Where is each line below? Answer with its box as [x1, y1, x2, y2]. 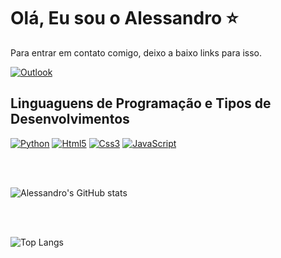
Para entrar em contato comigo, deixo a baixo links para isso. [10, 46, 263, 59]
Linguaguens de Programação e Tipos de [10, 95, 272, 112]
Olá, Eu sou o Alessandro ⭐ [10, 7, 239, 30]
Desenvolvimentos [10, 111, 130, 128]
